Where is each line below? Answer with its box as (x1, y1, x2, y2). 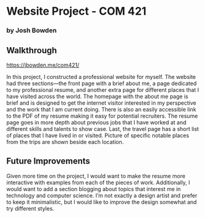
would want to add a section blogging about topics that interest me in (6, 185, 181, 192)
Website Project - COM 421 (6, 4, 147, 18)
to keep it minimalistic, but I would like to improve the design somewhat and (6, 198, 197, 206)
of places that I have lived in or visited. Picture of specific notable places (6, 132, 190, 139)
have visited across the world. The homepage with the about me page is (6, 92, 188, 100)
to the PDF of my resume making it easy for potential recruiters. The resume (6, 112, 198, 119)
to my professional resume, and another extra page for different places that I (6, 86, 199, 93)
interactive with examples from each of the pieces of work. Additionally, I (6, 179, 190, 186)
